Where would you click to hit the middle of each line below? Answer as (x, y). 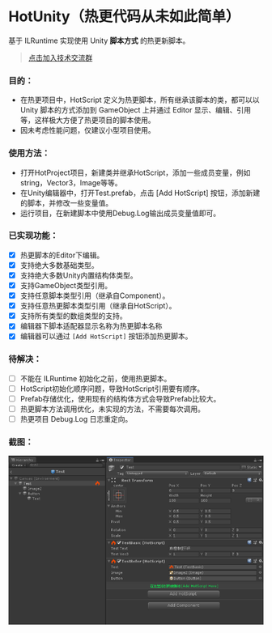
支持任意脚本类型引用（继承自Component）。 (95, 295)
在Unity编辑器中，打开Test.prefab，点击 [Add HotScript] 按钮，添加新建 (140, 193)
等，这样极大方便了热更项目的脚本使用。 (87, 120)
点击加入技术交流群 (60, 57)
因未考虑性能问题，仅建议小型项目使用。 (87, 130)
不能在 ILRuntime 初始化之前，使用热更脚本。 (96, 378)
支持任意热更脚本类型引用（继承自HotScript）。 (98, 306)
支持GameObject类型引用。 (66, 286)
